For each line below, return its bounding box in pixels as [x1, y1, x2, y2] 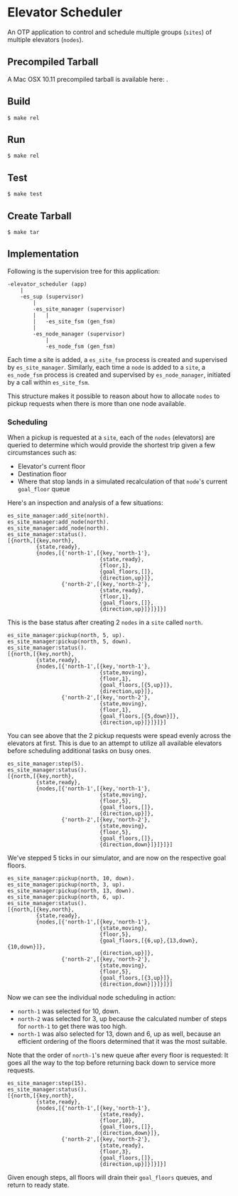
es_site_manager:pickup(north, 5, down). [7, 638, 132, 646]
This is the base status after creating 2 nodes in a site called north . [7, 618, 203, 626]
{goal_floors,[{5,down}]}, [99, 712, 180, 720]
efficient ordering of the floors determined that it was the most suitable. [17, 1037, 227, 1046]
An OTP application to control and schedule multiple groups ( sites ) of [7, 28, 212, 36]
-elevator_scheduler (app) [7, 280, 87, 288]
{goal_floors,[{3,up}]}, [99, 975, 173, 982]
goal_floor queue [17, 485, 70, 493]
